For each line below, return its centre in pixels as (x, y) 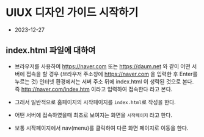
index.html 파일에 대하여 (51, 50)
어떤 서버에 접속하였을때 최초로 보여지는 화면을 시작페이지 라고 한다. (93, 115)
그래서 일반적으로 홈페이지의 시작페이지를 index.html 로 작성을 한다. (95, 102)
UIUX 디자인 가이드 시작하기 (72, 12)
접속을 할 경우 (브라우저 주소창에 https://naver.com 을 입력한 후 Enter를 (112, 74)
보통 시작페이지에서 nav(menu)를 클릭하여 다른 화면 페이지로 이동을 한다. (101, 128)
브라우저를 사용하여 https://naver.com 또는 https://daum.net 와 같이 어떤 (102, 66)
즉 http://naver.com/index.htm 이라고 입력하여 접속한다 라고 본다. (93, 89)
